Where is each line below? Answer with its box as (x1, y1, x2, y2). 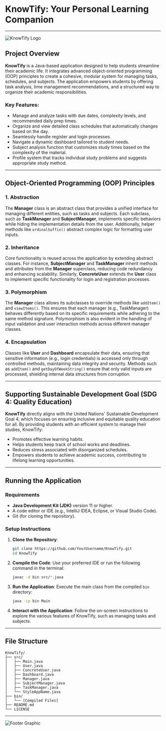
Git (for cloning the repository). (12, 513, 76, 519)
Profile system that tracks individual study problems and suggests (12, 155, 147, 161)
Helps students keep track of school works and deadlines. (12, 441, 131, 447)
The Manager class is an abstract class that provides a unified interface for (5, 205, 159, 211)
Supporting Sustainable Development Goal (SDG (5, 390, 157, 399)
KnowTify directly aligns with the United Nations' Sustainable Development (5, 411, 159, 417)
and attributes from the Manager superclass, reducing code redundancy (5, 266, 153, 272)
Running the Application (5, 476, 82, 485)
